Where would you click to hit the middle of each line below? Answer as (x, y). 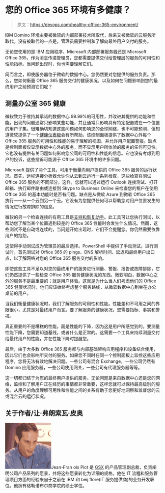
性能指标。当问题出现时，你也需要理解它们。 (50, 64)
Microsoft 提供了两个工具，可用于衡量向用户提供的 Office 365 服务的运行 (79, 169)
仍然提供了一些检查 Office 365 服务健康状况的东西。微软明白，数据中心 (81, 274)
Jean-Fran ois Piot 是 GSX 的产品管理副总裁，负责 (102, 467)
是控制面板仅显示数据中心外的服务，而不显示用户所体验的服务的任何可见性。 (82, 147)
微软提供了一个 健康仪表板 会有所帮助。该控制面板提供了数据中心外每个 (80, 135)
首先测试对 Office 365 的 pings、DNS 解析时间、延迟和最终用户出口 (86, 252)
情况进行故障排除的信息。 (31, 206)
